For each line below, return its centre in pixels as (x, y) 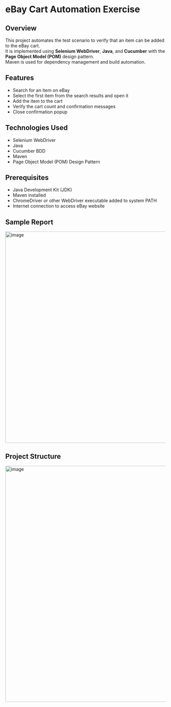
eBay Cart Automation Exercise (73, 9)
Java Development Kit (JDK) (42, 190)
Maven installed (29, 195)
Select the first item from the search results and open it (70, 96)
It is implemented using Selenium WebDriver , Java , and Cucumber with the (85, 51)
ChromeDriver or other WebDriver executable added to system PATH (84, 201)
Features (20, 78)
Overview (21, 28)
